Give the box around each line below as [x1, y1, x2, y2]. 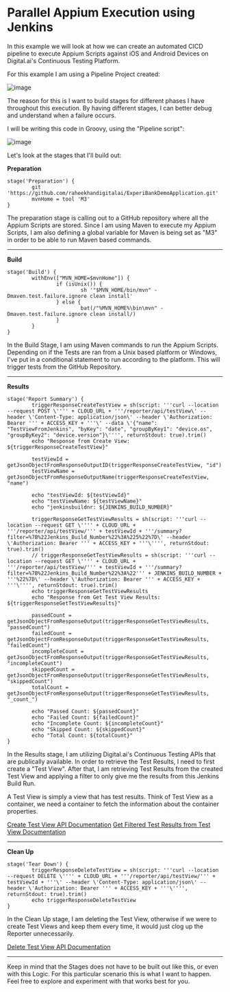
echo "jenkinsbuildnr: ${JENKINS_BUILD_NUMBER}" [31, 503, 173, 511]
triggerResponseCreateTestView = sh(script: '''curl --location [31, 402, 219, 408]
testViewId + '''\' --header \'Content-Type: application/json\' [7, 879, 197, 886]
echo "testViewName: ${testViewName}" [31, 498, 142, 505]
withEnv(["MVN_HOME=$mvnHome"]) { [31, 275, 130, 281]
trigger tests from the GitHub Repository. [7, 362, 122, 371]
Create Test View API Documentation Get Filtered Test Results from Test [7, 820, 211, 829]
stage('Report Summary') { [7, 395, 84, 402]
